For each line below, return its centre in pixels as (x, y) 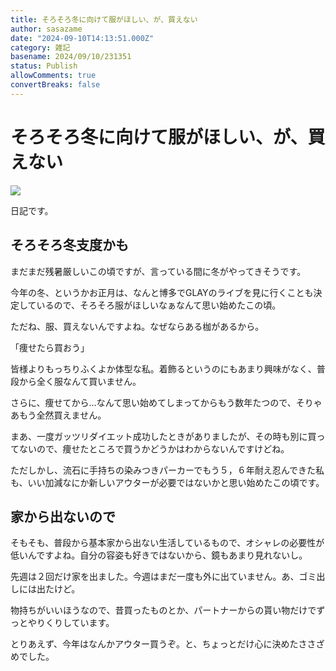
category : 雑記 (40, 47)
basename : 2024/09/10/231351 (71, 57)
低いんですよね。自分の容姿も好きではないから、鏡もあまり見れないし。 (159, 555)
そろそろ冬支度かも (69, 245)
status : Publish (44, 66)
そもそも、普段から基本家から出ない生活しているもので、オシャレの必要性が (167, 543)
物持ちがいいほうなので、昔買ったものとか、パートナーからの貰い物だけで (163, 610)
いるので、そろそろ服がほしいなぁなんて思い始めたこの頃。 (159, 305)
